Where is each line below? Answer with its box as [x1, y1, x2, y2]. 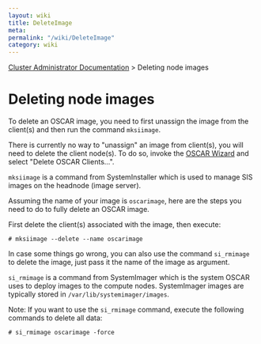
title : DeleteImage [8, 19, 73, 27]
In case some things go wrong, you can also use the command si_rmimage [8, 249, 250, 259]
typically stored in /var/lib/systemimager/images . [8, 289, 170, 299]
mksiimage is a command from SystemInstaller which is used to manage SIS [8, 172, 253, 182]
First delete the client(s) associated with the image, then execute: [8, 220, 221, 229]
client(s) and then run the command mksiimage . [8, 125, 161, 134]
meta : [8, 26, 26, 34]
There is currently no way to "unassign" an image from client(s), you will [8, 140, 244, 150]
